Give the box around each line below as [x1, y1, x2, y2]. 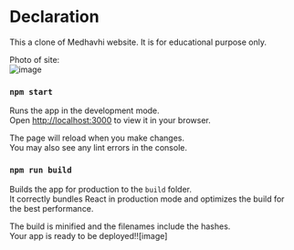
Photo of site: [9, 54, 60, 65]
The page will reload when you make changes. [9, 132, 185, 143]
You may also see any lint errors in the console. [9, 142, 187, 153]
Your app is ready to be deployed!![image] [9, 230, 168, 241]
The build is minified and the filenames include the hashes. [9, 221, 231, 232]
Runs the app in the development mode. [9, 105, 160, 116]
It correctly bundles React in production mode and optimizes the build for [9, 193, 285, 204]
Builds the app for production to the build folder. [9, 183, 193, 194]
